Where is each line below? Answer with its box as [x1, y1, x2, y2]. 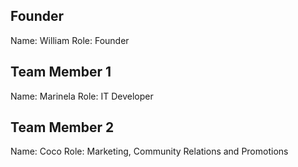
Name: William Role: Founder [10, 34, 130, 46]
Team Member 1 [10, 64, 112, 81]
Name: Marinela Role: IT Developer [10, 90, 154, 102]
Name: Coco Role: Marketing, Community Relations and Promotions [10, 145, 289, 158]
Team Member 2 [10, 119, 115, 136]
